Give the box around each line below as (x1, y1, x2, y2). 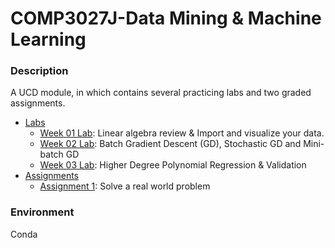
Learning (10, 28, 87, 51)
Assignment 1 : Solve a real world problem (39, 180, 211, 192)
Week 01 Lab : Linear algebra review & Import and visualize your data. (39, 127, 325, 139)
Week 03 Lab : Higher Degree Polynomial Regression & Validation (39, 159, 307, 171)
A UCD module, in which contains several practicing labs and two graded (10, 87, 312, 99)
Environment (10, 205, 75, 219)
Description (10, 64, 69, 78)
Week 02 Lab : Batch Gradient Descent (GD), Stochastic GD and (39, 138, 302, 150)
